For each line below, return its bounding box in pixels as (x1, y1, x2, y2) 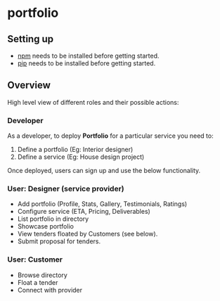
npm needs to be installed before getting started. (17, 51, 160, 60)
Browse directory (17, 271, 68, 279)
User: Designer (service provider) (7, 184, 124, 194)
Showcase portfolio (17, 222, 74, 231)
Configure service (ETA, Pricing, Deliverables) (17, 207, 151, 216)
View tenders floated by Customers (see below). (17, 230, 158, 238)
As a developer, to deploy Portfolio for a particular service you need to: (7, 132, 214, 140)
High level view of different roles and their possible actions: (7, 98, 179, 106)
